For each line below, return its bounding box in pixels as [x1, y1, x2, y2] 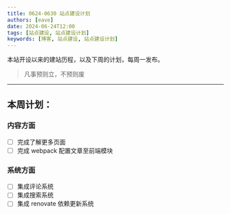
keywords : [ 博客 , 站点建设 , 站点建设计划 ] [7, 36, 118, 43]
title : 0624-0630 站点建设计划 [7, 10, 91, 17]
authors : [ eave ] [7, 17, 54, 23]
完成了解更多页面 [16, 138, 66, 146]
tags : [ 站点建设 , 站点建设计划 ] [7, 29, 89, 36]
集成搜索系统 [16, 191, 54, 200]
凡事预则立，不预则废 [23, 70, 85, 78]
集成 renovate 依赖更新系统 [16, 200, 94, 208]
